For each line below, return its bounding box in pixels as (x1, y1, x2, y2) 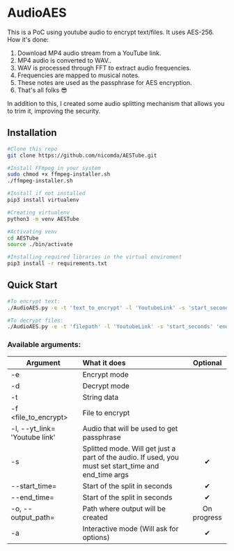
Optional (192, 357, 222, 367)
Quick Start (7, 279, 58, 291)
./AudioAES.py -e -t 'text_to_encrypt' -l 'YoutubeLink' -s (7, 304, 186, 311)
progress (192, 512, 223, 522)
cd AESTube (7, 235, 39, 242)
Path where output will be (82, 504, 166, 513)
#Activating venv (7, 228, 58, 235)
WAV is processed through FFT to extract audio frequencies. (17, 63, 192, 72)
